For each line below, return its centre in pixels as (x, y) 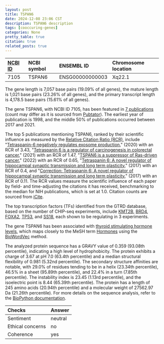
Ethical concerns (27, 326)
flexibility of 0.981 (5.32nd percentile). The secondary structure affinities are (82, 261)
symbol (37, 69)
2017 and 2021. (20, 124)
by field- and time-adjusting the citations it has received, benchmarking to (80, 186)
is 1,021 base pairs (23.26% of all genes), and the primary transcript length (80, 94)
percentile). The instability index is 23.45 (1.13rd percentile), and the (73, 277)
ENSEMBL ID (74, 66)
